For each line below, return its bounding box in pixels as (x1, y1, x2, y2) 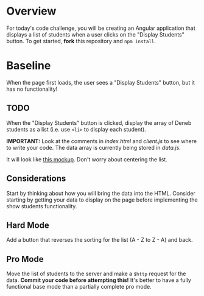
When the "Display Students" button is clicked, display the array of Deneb (6, 119, 192, 126)
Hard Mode (6, 220, 50, 230)
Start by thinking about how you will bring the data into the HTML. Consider (6, 189, 196, 197)
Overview (6, 4, 57, 18)
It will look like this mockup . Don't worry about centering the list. (6, 155, 167, 163)
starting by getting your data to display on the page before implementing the (6, 196, 198, 203)
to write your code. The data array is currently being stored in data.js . (6, 144, 181, 151)
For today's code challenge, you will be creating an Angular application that (6, 24, 196, 32)
